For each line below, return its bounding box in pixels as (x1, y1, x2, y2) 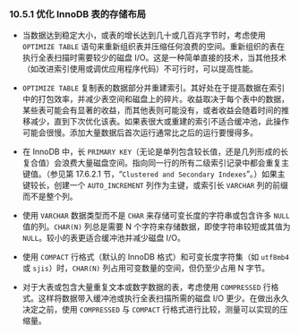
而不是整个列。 (21, 191, 78, 202)
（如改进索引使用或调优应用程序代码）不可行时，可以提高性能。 (21, 64, 258, 74)
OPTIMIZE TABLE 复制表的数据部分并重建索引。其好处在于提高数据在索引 (21, 82, 285, 93)
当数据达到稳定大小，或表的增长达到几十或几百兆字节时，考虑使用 (21, 30, 266, 41)
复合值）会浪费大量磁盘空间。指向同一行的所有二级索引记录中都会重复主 (21, 158, 289, 168)
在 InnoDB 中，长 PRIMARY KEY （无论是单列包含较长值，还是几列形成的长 (21, 146, 289, 158)
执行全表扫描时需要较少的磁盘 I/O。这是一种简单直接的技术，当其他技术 (21, 52, 287, 64)
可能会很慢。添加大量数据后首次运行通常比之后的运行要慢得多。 (21, 127, 258, 138)
